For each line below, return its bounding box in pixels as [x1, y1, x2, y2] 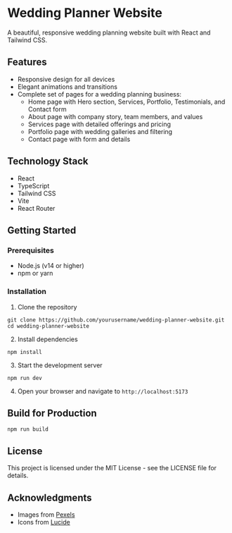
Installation [7, 287, 47, 297]
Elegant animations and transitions [17, 82, 118, 91]
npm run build [7, 426, 49, 433]
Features [7, 56, 47, 68]
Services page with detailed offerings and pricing [27, 120, 171, 128]
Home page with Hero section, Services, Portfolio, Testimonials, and [27, 97, 226, 106]
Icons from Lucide [17, 517, 70, 526]
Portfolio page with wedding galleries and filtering [27, 127, 173, 135]
